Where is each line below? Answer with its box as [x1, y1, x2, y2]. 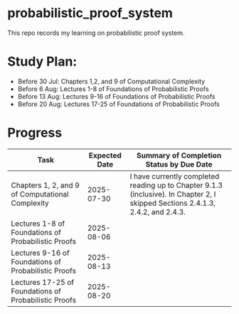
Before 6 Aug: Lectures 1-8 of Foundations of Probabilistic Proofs [17, 84, 209, 93]
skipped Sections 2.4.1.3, [129, 198, 216, 208]
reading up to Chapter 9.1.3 [129, 180, 223, 190]
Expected [88, 150, 122, 160]
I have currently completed [129, 171, 220, 181]
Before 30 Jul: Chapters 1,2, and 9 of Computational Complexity [17, 77, 206, 85]
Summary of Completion [136, 150, 222, 160]
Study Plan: [7, 53, 78, 70]
